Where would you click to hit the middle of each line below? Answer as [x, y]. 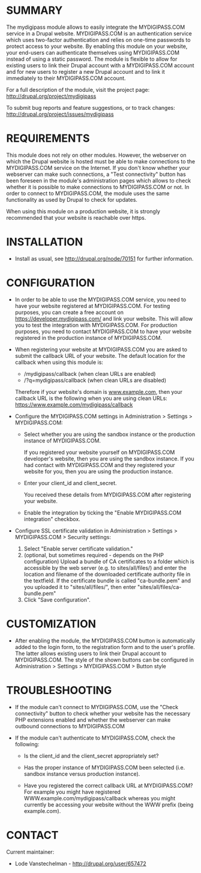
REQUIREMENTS [48, 138]
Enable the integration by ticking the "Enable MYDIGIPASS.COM [103, 512]
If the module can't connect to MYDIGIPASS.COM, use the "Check [97, 707]
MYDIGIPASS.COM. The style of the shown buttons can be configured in [104, 660]
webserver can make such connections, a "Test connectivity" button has [96, 174]
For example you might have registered [72, 792]
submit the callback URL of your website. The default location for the [100, 355]
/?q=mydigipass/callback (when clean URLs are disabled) [95, 380]
